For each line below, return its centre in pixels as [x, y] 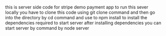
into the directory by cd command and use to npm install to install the [76, 18]
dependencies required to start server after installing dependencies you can [83, 23]
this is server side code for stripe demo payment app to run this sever [77, 7]
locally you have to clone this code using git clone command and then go [80, 12]
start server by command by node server [47, 28]
